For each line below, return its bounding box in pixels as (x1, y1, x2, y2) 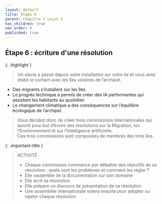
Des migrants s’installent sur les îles (12, 86, 86, 92)
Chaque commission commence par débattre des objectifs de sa (24, 162, 157, 168)
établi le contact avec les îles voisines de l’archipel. (17, 76, 122, 82)
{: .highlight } (5, 62, 32, 68)
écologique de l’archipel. (12, 107, 63, 113)
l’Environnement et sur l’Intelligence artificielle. (17, 128, 113, 134)
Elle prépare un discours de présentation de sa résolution (24, 183, 142, 189)
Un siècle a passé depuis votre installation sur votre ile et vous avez (17, 71, 156, 77)
